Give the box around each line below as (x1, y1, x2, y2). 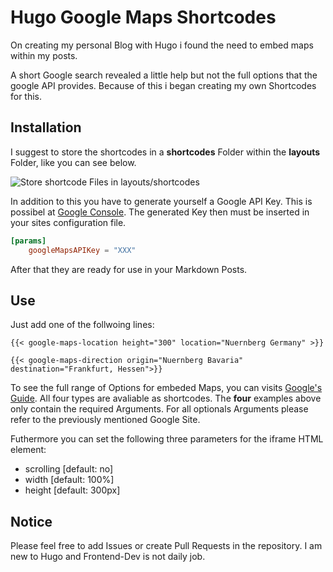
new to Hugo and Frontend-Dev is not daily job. (10, 551, 206, 563)
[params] (10, 236, 47, 246)
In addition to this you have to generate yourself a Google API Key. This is (10, 195, 313, 207)
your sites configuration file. (10, 216, 127, 228)
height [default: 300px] (24, 484, 121, 496)
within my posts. (10, 49, 78, 61)
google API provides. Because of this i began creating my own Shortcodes (10, 79, 317, 91)
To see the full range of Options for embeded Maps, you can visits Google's (10, 382, 323, 394)
